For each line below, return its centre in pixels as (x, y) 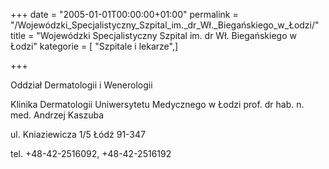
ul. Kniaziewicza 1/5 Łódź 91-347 (78, 134)
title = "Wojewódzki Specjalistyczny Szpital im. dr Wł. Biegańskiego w (153, 35)
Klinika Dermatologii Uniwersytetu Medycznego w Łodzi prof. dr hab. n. (157, 104)
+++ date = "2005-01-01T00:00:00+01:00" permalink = (124, 14)
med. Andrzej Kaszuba (57, 115)
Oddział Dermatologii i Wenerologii (81, 85)
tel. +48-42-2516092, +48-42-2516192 (91, 153)
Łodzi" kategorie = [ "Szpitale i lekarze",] (94, 46)
